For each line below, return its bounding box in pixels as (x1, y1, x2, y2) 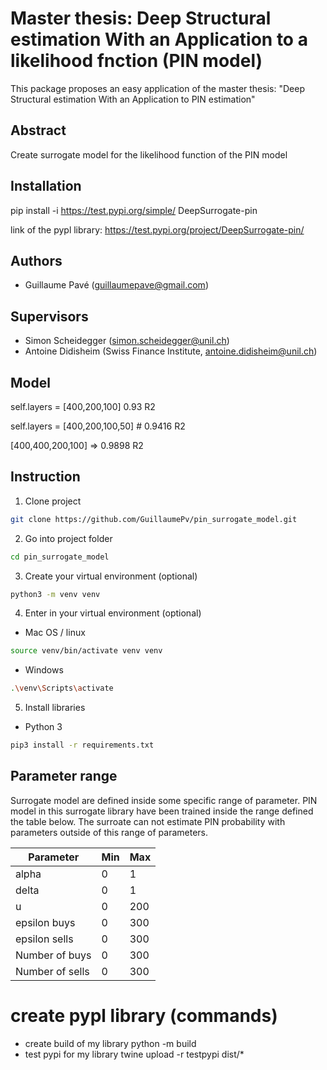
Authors (10, 252, 63, 269)
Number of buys (15, 948, 92, 962)
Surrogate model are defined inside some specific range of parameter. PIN (10, 794, 318, 806)
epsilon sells (15, 932, 74, 946)
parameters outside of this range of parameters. (10, 826, 209, 838)
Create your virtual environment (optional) (24, 570, 198, 582)
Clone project (24, 495, 82, 507)
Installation (10, 178, 82, 195)
